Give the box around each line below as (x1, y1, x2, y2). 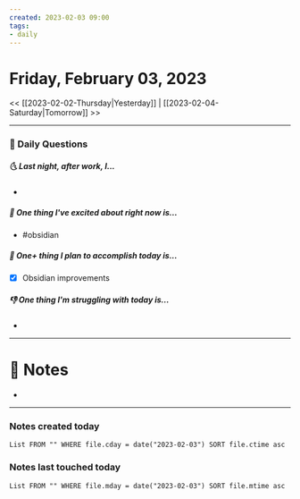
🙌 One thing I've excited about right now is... (9, 207, 178, 217)
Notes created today (9, 420, 100, 433)
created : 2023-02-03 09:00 (9, 13, 110, 22)
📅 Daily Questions (9, 138, 88, 150)
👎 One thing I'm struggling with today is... (9, 294, 170, 305)
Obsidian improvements (21, 273, 110, 283)
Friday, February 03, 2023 (9, 68, 207, 89)
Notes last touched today (9, 461, 121, 474)
